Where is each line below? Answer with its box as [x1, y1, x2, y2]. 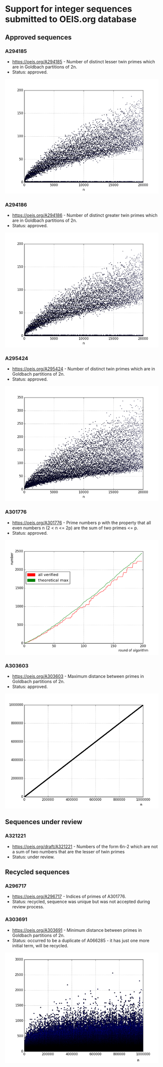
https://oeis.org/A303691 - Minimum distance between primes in [12, 927, 142, 933]
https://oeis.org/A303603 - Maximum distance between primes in [12, 673, 145, 679]
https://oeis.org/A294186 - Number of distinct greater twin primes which [12, 213, 158, 218]
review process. [12, 904, 45, 910]
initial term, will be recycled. [12, 942, 69, 948]
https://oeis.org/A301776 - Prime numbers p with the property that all [12, 520, 151, 525]
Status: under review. [12, 854, 55, 860]
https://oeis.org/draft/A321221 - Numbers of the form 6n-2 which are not [12, 843, 158, 850]
